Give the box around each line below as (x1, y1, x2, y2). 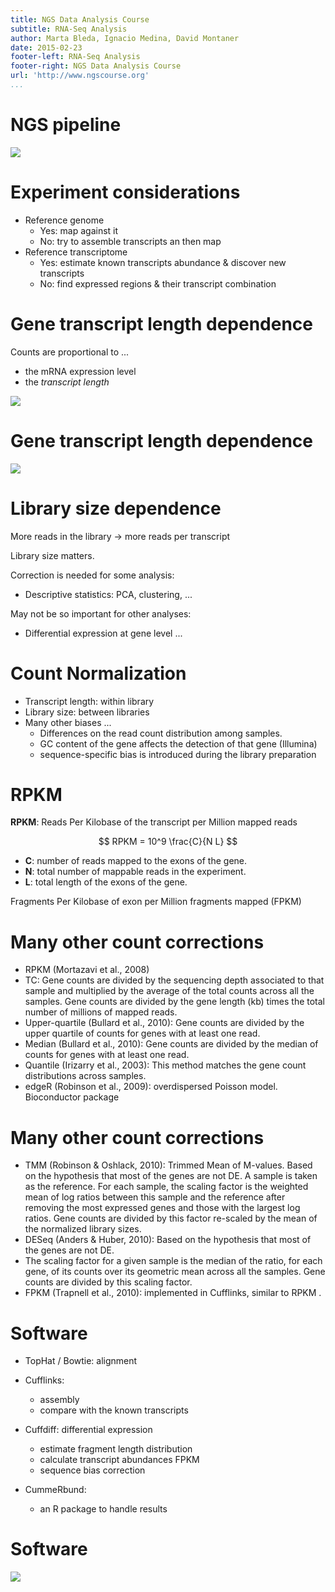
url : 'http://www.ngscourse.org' (10, 71, 150, 81)
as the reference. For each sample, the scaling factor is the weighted (24, 1181, 309, 1193)
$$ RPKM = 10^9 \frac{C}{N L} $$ (98, 836, 238, 848)
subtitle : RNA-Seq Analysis (10, 24, 128, 34)
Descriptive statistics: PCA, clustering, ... (24, 588, 193, 600)
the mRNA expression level (24, 365, 137, 377)
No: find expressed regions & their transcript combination (39, 277, 277, 290)
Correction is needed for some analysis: (10, 569, 175, 581)
